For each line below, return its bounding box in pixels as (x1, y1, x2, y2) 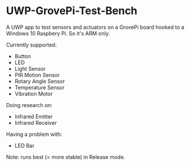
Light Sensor (14, 65, 46, 72)
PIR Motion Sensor (14, 71, 60, 78)
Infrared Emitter (14, 113, 53, 120)
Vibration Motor (14, 90, 53, 97)
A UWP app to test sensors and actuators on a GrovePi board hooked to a (6, 24, 185, 31)
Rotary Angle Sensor (14, 78, 65, 85)
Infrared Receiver (14, 119, 57, 126)
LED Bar (14, 142, 35, 149)
